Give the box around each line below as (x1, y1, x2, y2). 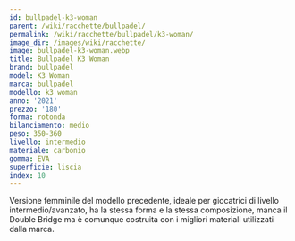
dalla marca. (9, 224, 55, 235)
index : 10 (9, 170, 46, 179)
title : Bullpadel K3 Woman (9, 54, 110, 63)
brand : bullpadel (9, 63, 74, 72)
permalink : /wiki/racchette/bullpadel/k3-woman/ (9, 29, 194, 38)
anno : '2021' (9, 96, 58, 105)
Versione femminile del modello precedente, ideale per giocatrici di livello (9, 195, 280, 206)
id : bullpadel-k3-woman (9, 12, 98, 22)
